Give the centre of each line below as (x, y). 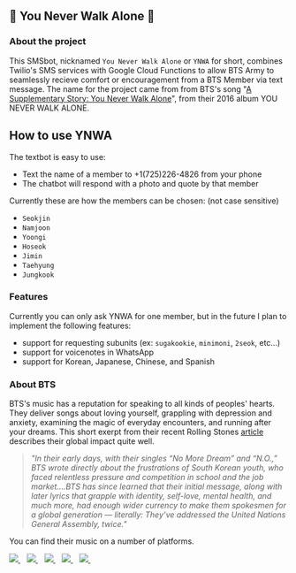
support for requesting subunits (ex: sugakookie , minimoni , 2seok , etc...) (151, 342)
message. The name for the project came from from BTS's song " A (130, 88)
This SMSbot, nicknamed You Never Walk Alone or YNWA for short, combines (146, 61)
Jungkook (38, 275)
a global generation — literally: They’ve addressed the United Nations (158, 515)
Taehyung (38, 265)
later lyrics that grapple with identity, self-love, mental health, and (151, 496)
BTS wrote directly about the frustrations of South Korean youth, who (157, 468)
